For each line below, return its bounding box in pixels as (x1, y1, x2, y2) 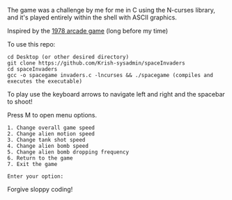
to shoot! (7, 97, 33, 106)
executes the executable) (7, 78, 82, 85)
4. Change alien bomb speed (7, 142, 89, 149)
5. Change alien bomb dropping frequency (7, 149, 130, 156)
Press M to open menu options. (7, 111, 98, 119)
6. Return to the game (7, 155, 73, 162)
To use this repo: (7, 40, 56, 48)
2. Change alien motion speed (7, 131, 95, 137)
